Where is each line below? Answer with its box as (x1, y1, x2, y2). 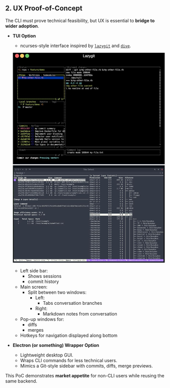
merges (27, 327, 44, 333)
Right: (35, 305, 48, 311)
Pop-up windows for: (20, 316, 64, 322)
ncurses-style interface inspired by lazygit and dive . (20, 43, 132, 49)
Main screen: (20, 284, 48, 290)
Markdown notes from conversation (42, 310, 117, 316)
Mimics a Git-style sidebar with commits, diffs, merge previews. (20, 363, 153, 369)
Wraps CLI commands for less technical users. (20, 357, 117, 363)
